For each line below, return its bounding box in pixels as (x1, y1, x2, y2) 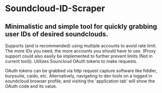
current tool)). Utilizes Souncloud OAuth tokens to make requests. (5, 58, 138, 64)
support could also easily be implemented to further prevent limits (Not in (5, 53, 153, 59)
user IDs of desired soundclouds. (5, 30, 109, 38)
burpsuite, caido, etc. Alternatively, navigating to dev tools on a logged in (5, 73, 153, 78)
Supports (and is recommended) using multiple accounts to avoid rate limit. (5, 43, 157, 49)
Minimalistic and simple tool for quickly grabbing (5, 22, 158, 31)
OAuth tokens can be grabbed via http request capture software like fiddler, (5, 68, 158, 74)
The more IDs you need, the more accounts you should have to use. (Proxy (5, 48, 156, 54)
